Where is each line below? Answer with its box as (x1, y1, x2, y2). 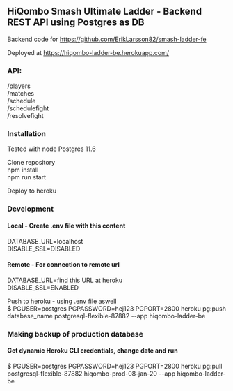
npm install (7, 165, 39, 174)
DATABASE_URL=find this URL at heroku (7, 276, 123, 284)
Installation (7, 129, 47, 139)
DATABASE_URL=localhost (7, 237, 83, 245)
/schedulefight (7, 104, 49, 112)
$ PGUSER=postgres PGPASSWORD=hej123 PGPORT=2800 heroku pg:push (7, 304, 226, 313)
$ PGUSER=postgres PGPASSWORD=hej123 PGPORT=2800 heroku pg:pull (7, 362, 223, 370)
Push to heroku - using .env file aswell (7, 297, 117, 305)
